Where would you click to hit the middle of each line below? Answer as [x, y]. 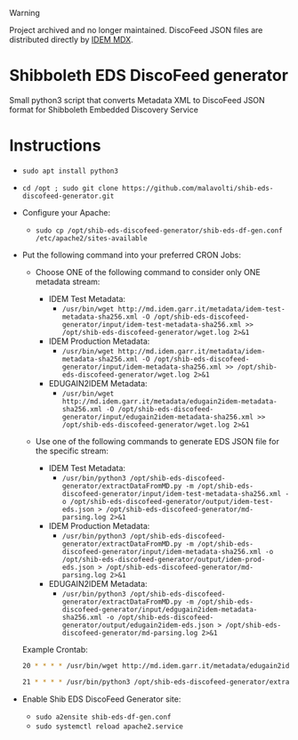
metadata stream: [68, 281]
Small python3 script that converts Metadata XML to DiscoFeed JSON [137, 100]
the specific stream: [72, 451]
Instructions [55, 146]
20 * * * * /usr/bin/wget [70, 666]
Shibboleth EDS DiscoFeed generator [149, 76]
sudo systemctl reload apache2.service [109, 726]
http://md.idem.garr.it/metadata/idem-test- [202, 309]
